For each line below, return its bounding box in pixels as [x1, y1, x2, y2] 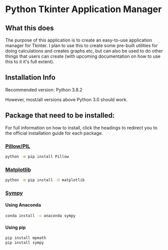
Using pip [5, 224, 26, 230]
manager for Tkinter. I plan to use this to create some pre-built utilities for [5, 43, 158, 49]
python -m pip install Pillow [5, 154, 69, 159]
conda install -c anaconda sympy [5, 214, 76, 219]
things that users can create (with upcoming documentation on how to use [5, 53, 161, 59]
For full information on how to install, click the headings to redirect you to [5, 124, 158, 131]
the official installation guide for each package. [5, 130, 103, 136]
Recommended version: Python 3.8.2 [5, 87, 82, 93]
